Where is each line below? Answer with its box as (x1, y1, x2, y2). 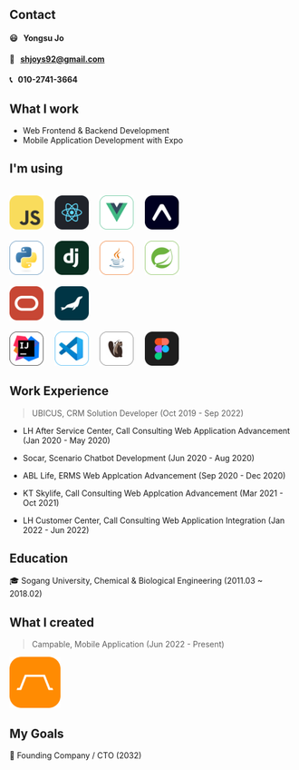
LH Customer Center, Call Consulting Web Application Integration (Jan (22, 515, 285, 526)
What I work (9, 101, 80, 116)
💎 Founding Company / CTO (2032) (9, 750, 142, 761)
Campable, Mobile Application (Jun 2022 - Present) (31, 639, 225, 650)
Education (9, 551, 69, 566)
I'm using (9, 161, 63, 176)
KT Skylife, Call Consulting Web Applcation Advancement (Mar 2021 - (22, 488, 284, 499)
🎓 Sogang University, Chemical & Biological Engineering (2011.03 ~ (9, 576, 264, 587)
